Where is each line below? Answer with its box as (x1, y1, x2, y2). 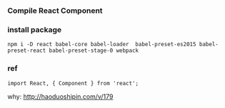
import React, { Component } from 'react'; (7, 80, 139, 87)
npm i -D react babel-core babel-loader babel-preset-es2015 (7, 41, 196, 48)
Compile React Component (7, 6, 103, 16)
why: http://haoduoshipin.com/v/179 (7, 92, 114, 101)
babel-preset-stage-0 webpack (49, 47, 139, 55)
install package (7, 24, 62, 34)
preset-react (7, 47, 46, 55)
